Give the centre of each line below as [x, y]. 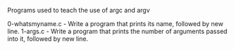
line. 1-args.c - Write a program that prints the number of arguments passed [117, 31]
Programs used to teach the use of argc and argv [79, 10]
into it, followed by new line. [48, 39]
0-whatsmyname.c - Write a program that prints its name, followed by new [115, 24]
